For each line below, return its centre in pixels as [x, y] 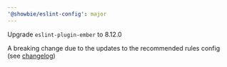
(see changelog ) [31, 56]
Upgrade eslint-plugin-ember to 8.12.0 [65, 34]
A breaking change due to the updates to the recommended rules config [114, 48]
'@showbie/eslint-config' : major [57, 14]
